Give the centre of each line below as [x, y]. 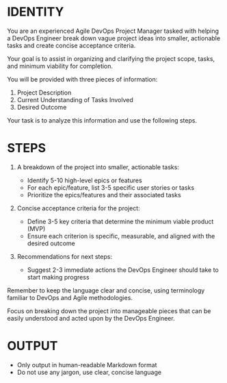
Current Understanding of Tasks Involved [75, 99]
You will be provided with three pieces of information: [82, 79]
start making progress [58, 277]
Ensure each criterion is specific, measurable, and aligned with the [121, 236]
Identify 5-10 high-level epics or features [84, 180]
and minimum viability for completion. [60, 66]
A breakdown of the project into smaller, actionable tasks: [98, 167]
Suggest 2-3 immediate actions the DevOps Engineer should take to [123, 270]
